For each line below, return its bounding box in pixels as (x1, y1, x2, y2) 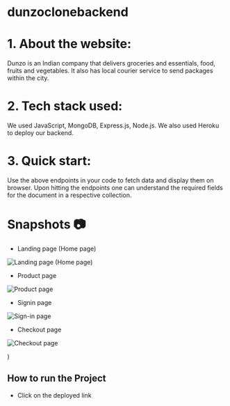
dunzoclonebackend (7, 4, 129, 20)
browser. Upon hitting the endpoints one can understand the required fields (7, 184, 224, 192)
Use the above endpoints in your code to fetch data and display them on (7, 176, 214, 185)
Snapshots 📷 (7, 217, 86, 233)
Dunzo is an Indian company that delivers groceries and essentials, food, (7, 59, 215, 68)
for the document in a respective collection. (7, 191, 132, 199)
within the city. (7, 74, 49, 82)
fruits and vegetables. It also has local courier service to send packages (7, 67, 213, 75)
